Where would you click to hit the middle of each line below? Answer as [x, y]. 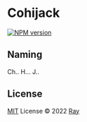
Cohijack [34, 13]
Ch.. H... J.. [24, 71]
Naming [25, 55]
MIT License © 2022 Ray [43, 111]
